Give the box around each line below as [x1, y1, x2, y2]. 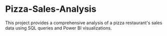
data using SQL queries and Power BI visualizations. [5, 25, 112, 31]
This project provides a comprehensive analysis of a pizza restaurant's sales [5, 20, 163, 26]
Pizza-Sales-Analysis [5, 3, 97, 15]
